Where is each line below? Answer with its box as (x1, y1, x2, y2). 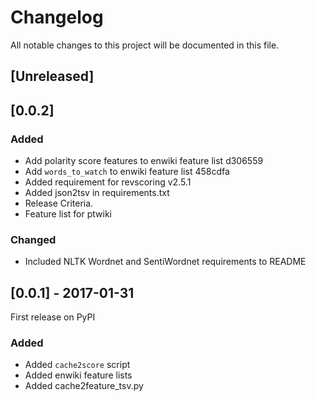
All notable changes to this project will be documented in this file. (10, 39, 280, 51)
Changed (10, 232, 57, 246)
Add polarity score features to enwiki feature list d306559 (24, 155, 264, 167)
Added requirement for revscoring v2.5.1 (24, 176, 192, 188)
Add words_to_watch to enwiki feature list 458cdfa (24, 166, 230, 178)
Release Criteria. (24, 197, 94, 210)
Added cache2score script (24, 359, 131, 371)
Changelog (10, 6, 104, 29)
